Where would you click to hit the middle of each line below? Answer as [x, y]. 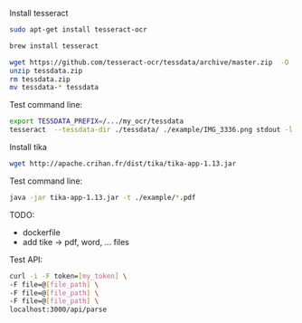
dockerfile [41, 232]
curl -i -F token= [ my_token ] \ [68, 276]
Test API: [26, 259]
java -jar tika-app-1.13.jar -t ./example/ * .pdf [103, 197]
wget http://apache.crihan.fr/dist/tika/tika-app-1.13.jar [123, 164]
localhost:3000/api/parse [58, 310]
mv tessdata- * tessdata [54, 88]
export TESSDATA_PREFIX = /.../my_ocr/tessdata [96, 121]
